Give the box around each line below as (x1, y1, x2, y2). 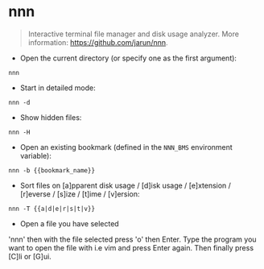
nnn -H (8, 128, 31, 136)
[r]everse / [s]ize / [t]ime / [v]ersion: (19, 188, 140, 199)
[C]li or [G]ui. (8, 251, 52, 261)
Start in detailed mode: (19, 83, 97, 93)
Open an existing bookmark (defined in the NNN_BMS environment (19, 142, 233, 151)
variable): (19, 151, 52, 160)
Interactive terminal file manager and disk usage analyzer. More (27, 29, 240, 39)
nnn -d (8, 98, 31, 106)
